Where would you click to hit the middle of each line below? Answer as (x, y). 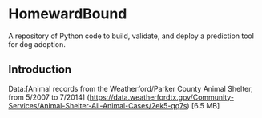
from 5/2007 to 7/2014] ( (49, 97)
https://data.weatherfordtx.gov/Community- (162, 97)
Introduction (40, 70)
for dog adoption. (37, 44)
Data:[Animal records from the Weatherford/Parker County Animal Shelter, (131, 88)
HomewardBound (68, 14)
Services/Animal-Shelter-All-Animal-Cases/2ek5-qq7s (98, 105)
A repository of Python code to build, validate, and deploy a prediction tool (131, 36)
